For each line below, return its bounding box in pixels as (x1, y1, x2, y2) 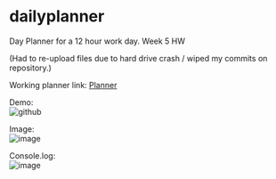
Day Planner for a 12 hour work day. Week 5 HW (9, 36, 185, 46)
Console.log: (9, 150, 56, 161)
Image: (9, 123, 35, 134)
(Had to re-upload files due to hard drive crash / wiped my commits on (9, 53, 268, 63)
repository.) (9, 62, 52, 73)
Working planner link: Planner (9, 79, 118, 90)
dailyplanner (9, 6, 105, 27)
